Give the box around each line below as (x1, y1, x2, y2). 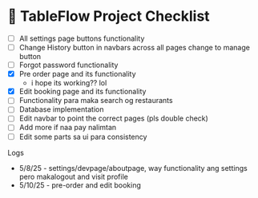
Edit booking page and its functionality (18, 87, 147, 97)
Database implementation (18, 105, 104, 114)
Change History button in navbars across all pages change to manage (18, 43, 250, 52)
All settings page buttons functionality (18, 34, 145, 43)
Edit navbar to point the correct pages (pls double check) (18, 113, 209, 123)
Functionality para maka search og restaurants (18, 96, 173, 105)
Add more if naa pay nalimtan (18, 123, 117, 133)
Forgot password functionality (18, 60, 119, 70)
